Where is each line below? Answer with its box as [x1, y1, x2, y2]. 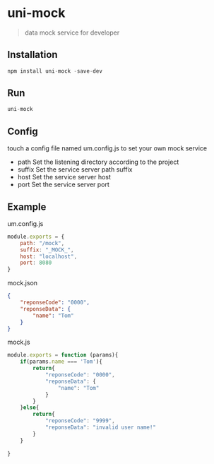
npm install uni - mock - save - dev [7, 67, 102, 75]
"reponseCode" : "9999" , [44, 417, 115, 424]
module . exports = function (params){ [7, 352, 119, 359]
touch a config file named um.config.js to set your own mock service [7, 144, 208, 153]
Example [7, 201, 47, 213]
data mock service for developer [24, 28, 120, 37]
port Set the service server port [17, 180, 109, 189]
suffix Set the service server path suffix [17, 165, 133, 174]
